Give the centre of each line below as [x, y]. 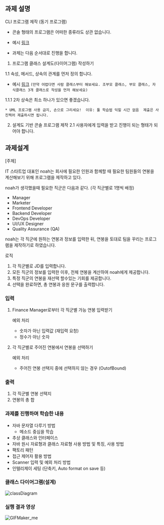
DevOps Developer [31, 218]
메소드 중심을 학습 [36, 431]
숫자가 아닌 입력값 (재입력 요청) [49, 331]
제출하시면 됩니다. [33, 115]
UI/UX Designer [28, 223]
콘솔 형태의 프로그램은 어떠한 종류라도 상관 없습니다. [61, 32]
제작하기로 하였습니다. [35, 245]
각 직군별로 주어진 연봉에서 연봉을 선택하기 [53, 347]
